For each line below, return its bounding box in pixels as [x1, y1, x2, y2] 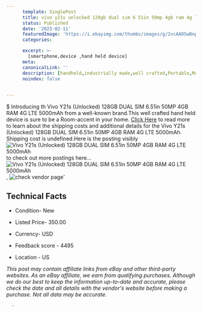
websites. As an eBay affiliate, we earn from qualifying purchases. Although [6, 272, 195, 279]
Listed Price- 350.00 [14, 218, 66, 226]
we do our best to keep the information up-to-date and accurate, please [6, 278, 186, 285]
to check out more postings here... [6, 154, 92, 161]
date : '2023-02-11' [22, 25, 71, 32]
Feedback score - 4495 [14, 242, 74, 249]
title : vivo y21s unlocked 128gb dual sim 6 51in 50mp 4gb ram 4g [22, 14, 192, 20]
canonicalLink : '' [22, 64, 69, 70]
